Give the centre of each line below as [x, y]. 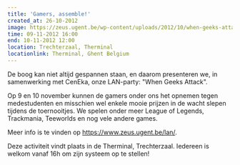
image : [17, 27]
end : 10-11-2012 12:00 [41, 41]
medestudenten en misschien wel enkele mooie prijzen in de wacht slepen [117, 103]
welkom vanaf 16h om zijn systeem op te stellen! [79, 154]
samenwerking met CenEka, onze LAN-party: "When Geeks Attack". [108, 81]
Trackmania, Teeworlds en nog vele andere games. [83, 118]
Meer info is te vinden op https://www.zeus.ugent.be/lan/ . [92, 132]
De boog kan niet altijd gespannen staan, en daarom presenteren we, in [112, 74]
